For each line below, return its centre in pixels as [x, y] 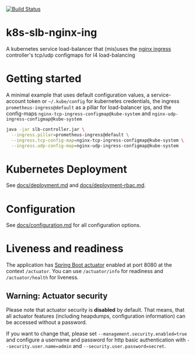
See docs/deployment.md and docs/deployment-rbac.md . [76, 185]
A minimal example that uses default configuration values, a [78, 95]
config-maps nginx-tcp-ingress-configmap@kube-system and [79, 113]
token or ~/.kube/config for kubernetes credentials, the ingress [103, 101]
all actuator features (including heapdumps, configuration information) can [96, 316]
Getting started [44, 79]
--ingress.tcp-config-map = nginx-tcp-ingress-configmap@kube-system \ [97, 140]
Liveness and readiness [65, 249]
